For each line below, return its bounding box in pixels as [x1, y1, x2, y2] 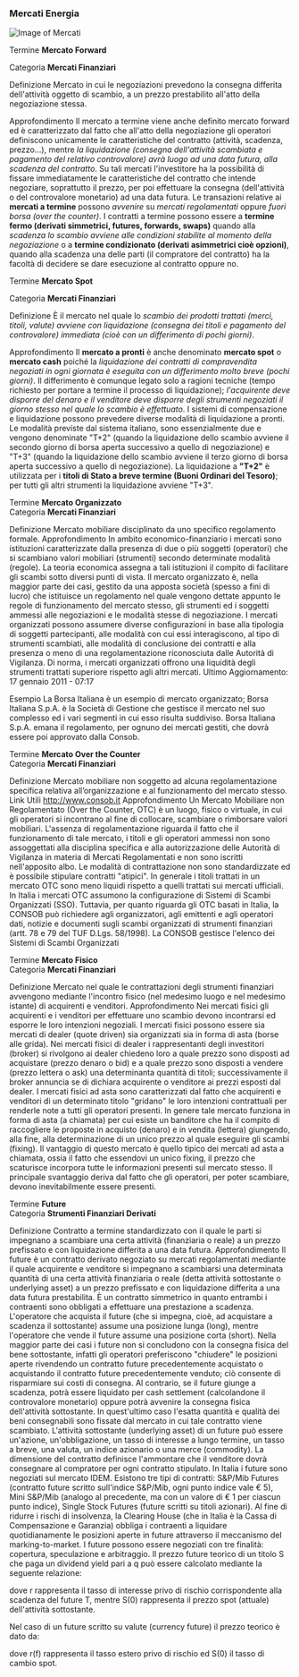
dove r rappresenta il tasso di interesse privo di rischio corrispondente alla [9, 1585, 283, 1596]
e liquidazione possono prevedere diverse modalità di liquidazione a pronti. [9, 413, 286, 424]
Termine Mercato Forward [9, 45, 107, 55]
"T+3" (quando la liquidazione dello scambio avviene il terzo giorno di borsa [9, 451, 288, 463]
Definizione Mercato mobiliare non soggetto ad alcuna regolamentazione [9, 776, 278, 787]
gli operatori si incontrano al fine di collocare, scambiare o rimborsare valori [9, 813, 288, 825]
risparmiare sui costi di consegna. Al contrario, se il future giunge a [9, 1377, 256, 1389]
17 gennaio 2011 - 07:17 [9, 677, 95, 687]
